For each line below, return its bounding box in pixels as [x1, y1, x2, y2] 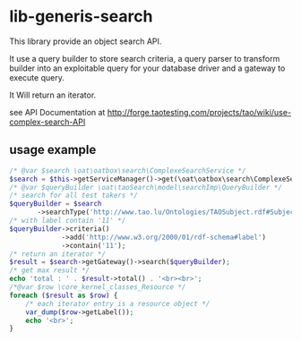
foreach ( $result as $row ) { [9, 291, 118, 300]
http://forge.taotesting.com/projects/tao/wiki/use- [107, 107, 292, 117]
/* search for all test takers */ [9, 191, 139, 200]
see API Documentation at [9, 107, 106, 117]
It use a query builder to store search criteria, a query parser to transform [9, 53, 280, 64]
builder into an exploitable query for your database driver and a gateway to [9, 63, 286, 73]
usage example [9, 142, 97, 158]
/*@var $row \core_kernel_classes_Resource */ [9, 283, 186, 292]
